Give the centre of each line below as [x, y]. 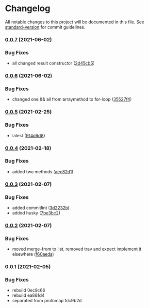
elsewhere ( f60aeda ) [33, 254]
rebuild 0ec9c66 [29, 290]
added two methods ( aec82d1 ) [43, 171]
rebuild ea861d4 [28, 295]
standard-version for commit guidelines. [45, 27]
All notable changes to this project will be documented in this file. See [75, 22]
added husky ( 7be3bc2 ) [36, 213]
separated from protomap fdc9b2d [47, 301]
